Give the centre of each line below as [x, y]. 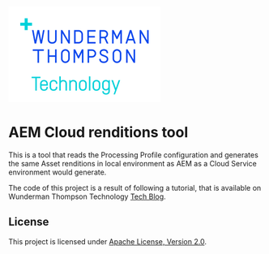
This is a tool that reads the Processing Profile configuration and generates [134, 155]
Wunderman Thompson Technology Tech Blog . [87, 196]
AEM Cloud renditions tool [98, 133]
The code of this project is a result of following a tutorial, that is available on [135, 187]
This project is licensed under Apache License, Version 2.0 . [107, 241]
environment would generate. [58, 172]
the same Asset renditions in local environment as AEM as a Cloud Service [132, 163]
